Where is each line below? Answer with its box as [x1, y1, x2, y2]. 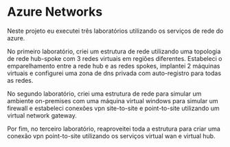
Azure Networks [7, 4, 103, 20]
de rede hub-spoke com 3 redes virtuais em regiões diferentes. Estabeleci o [7, 54, 222, 62]
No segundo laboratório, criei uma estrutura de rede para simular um [7, 90, 202, 98]
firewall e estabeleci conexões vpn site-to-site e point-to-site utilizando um [7, 104, 220, 112]
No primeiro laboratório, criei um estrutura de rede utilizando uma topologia [7, 47, 221, 55]
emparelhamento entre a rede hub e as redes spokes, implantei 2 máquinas [7, 62, 220, 70]
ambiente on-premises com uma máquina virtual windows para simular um [7, 96, 218, 105]
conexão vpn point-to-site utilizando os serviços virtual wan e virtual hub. [7, 131, 216, 140]
